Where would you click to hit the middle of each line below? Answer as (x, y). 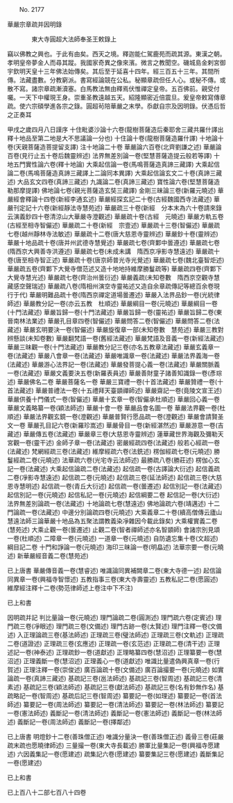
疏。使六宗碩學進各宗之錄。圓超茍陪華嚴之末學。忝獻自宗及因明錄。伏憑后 (113, 106)
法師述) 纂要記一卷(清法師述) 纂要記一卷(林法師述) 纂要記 (143, 705)
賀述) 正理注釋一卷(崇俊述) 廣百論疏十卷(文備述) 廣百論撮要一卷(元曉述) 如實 (115, 670)
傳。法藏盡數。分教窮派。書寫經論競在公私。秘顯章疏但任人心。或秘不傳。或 (116, 80)
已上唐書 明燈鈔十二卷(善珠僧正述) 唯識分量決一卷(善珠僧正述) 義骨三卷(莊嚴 (115, 737)
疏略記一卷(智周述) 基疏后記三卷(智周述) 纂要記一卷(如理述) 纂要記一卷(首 (112, 696)
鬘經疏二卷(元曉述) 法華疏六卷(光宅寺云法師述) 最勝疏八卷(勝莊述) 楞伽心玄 (114, 460)
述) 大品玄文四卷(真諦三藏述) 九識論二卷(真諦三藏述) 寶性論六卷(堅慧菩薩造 (114, 182)
